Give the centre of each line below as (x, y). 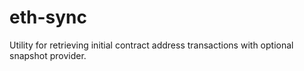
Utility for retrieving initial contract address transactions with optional (151, 45)
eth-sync (48, 17)
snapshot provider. (48, 55)
